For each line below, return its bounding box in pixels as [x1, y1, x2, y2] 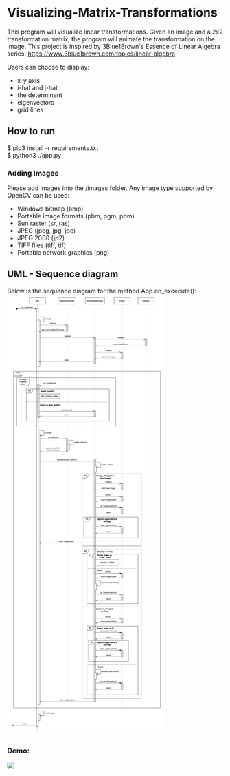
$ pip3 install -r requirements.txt [7, 143, 99, 152]
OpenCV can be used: [7, 191, 70, 200]
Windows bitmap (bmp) [16, 205, 84, 213]
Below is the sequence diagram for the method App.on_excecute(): [7, 286, 197, 295]
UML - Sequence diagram [7, 269, 119, 280]
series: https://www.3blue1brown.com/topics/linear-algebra [7, 50, 176, 58]
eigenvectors [16, 98, 55, 106]
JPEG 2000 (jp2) [16, 234, 65, 242]
